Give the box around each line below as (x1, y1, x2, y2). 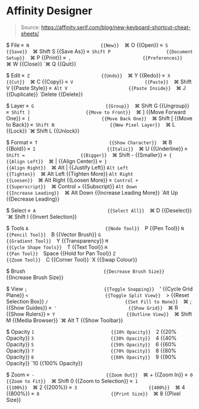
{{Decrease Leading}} (6, 195, 60, 202)
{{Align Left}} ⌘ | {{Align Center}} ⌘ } (6, 157, 108, 165)
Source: (20, 24, 40, 31)
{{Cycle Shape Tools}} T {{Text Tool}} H (6, 243, 108, 250)
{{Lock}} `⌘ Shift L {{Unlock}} (6, 127, 80, 134)
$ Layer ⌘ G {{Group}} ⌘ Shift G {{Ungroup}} (6, 102, 190, 109)
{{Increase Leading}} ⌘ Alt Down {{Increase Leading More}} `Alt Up (6, 189, 178, 196)
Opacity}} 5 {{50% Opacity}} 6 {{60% (6, 340, 176, 347)
